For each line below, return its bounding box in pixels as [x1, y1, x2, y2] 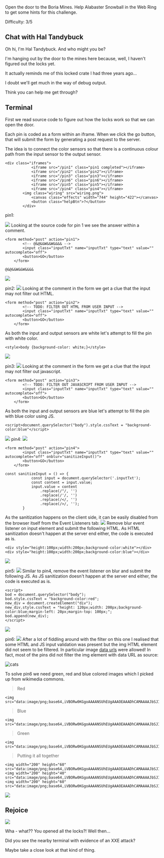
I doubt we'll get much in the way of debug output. [5, 79, 106, 85]
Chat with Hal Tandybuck [5, 33, 84, 41]
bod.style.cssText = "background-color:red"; [5, 596, 99, 601]
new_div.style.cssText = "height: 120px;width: [5, 605, 104, 610]
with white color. [5, 335, 38, 341]
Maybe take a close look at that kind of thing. [5, 847, 96, 853]
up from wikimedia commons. [5, 676, 65, 682]
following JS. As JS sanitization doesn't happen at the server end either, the [5, 573, 158, 579]
